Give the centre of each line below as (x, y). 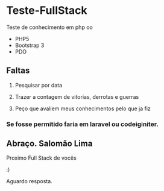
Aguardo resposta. (29, 181)
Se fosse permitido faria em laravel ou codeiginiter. (82, 124)
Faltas (18, 71)
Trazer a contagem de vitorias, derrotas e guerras (77, 96)
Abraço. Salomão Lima (49, 144)
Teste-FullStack (47, 11)
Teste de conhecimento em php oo (50, 27)
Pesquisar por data (39, 85)
